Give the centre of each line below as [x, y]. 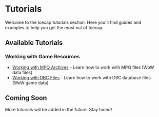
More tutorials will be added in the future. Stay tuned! [59, 110]
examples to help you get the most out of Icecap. [54, 27]
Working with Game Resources [42, 57]
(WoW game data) [30, 83]
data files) [22, 72]
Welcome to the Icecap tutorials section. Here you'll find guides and [73, 22]
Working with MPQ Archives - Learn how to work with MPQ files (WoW [83, 67]
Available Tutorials [34, 43]
